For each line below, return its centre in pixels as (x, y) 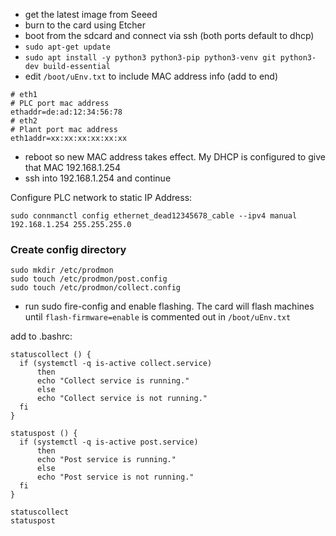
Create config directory (68, 249)
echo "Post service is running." (106, 460)
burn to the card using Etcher (85, 25)
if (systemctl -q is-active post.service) (109, 442)
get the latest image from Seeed (91, 14)
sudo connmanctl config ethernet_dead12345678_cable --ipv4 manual (154, 216)
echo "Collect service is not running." (122, 399)
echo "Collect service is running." (113, 381)
